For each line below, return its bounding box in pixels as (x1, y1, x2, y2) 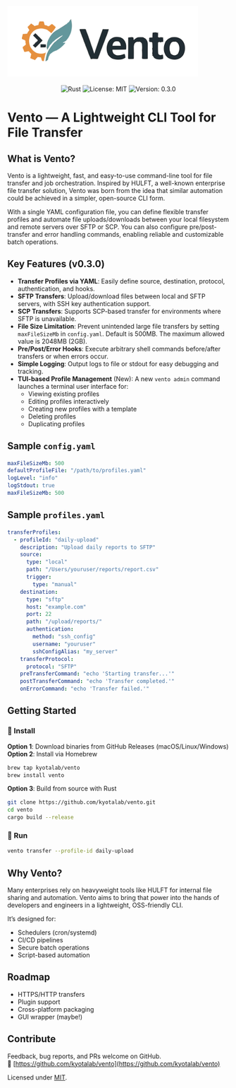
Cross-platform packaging (17, 1005, 94, 1013)
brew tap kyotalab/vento (7, 764, 80, 771)
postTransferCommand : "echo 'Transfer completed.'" (20, 678, 175, 685)
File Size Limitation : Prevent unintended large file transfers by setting (17, 322, 220, 330)
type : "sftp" (25, 596, 65, 603)
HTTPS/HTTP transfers (17, 990, 85, 998)
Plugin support (17, 998, 61, 1006)
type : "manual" (32, 580, 77, 588)
